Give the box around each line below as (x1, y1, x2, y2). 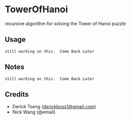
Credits (5, 90, 29, 99)
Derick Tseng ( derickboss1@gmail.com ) (12, 104, 97, 110)
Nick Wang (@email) (12, 109, 56, 115)
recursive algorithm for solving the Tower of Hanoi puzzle (5, 20, 126, 27)
